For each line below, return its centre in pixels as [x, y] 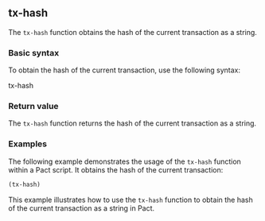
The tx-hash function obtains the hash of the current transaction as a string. [132, 32]
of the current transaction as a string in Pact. [82, 208]
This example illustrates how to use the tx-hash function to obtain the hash [131, 200]
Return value [33, 107]
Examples [28, 144]
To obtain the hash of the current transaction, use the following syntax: [125, 70]
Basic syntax [34, 52]
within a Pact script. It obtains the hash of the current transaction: [116, 169]
